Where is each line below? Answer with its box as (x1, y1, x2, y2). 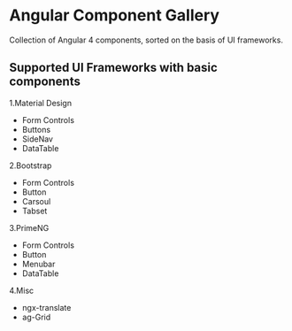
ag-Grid (21, 312, 51, 322)
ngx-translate (21, 302, 72, 312)
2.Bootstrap (9, 160, 52, 171)
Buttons (21, 124, 51, 135)
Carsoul (21, 196, 51, 206)
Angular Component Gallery (9, 5, 219, 26)
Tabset (21, 205, 48, 216)
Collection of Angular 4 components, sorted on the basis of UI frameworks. (9, 35, 283, 45)
